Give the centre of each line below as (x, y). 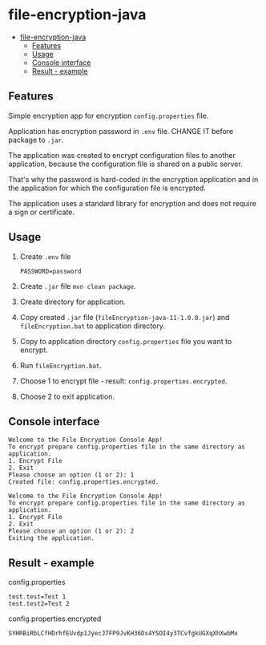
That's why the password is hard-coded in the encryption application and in (133, 179)
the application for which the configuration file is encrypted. (107, 188)
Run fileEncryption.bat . (61, 365)
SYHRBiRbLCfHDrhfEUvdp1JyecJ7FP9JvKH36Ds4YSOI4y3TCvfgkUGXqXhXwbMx (123, 634)
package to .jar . (36, 140)
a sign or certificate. (41, 212)
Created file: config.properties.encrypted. (84, 482)
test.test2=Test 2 (39, 604)
